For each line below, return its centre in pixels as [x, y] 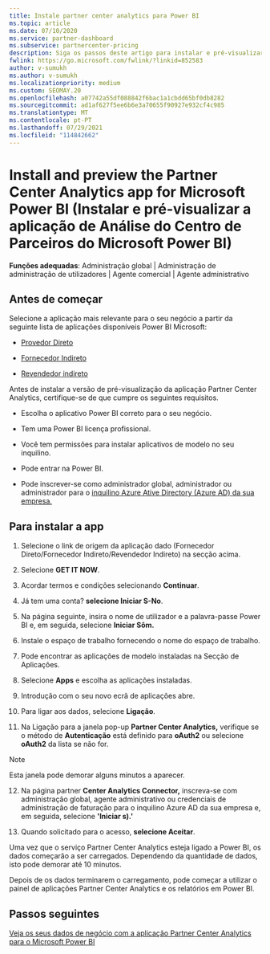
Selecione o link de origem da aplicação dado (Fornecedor [117, 546]
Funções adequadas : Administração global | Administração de [113, 265]
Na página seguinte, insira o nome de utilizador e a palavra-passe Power [141, 617]
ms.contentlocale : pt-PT [50, 120]
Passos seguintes [54, 913]
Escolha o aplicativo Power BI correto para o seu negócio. [116, 414]
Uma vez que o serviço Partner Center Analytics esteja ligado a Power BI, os [135, 847]
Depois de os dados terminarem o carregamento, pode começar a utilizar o [133, 880]
